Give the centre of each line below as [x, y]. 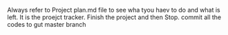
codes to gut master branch [47, 24]
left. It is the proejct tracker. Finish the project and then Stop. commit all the [114, 17]
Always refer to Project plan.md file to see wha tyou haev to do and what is [114, 10]
